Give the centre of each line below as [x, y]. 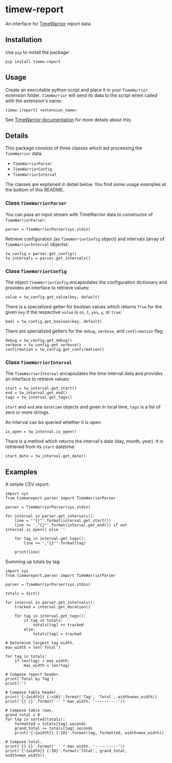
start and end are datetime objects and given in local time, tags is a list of [83, 407]
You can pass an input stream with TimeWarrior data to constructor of [79, 214]
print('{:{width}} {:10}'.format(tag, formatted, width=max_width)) [89, 733]
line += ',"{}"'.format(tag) [55, 543]
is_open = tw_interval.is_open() [41, 432]
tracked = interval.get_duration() [53, 607]
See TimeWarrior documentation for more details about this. [69, 120]
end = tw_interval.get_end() [36, 393]
